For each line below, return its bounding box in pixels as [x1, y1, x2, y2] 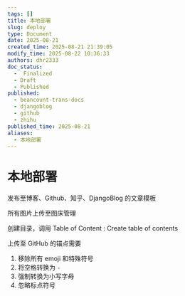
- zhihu [14, 116, 37, 123]
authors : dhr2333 [7, 57, 59, 64]
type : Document [7, 30, 53, 38]
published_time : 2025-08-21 [7, 122, 91, 130]
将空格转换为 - [17, 263, 60, 272]
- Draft [14, 76, 37, 84]
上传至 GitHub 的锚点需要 [7, 239, 82, 248]
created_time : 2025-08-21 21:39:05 [7, 43, 113, 51]
